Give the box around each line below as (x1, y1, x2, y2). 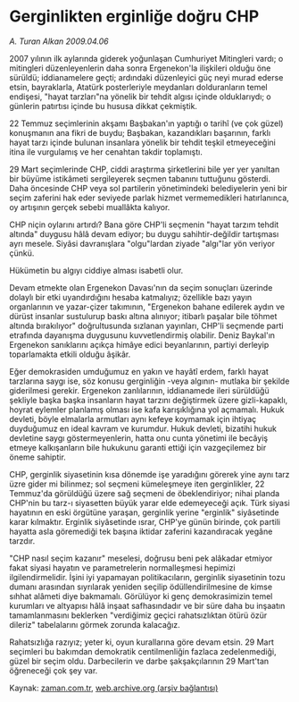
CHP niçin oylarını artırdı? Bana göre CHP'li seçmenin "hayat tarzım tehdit (9, 219, 279, 230)
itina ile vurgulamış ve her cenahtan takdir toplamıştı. (9, 146, 203, 157)
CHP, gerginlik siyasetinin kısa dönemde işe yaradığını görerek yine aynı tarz (9, 469, 290, 479)
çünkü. (9, 248, 35, 258)
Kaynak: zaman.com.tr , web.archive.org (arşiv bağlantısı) (9, 682, 219, 693)
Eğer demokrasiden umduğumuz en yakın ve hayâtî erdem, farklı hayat (9, 366, 270, 376)
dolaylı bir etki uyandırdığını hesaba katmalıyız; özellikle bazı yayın (9, 292, 253, 302)
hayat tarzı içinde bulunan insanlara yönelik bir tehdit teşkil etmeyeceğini (9, 137, 277, 148)
